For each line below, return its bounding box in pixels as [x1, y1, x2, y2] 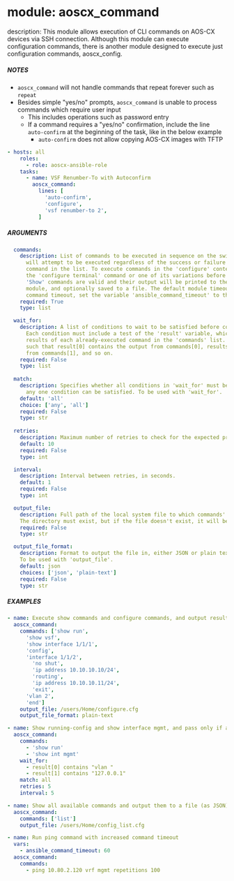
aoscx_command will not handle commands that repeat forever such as [17, 83, 214, 91]
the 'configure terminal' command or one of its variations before [25, 272, 226, 279]
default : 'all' [19, 395, 64, 402]
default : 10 [19, 440, 54, 447]
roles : [19, 155, 39, 162]
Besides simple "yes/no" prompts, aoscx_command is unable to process [17, 98, 217, 106]
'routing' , [32, 673, 64, 681]
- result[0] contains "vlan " [25, 764, 114, 771]
